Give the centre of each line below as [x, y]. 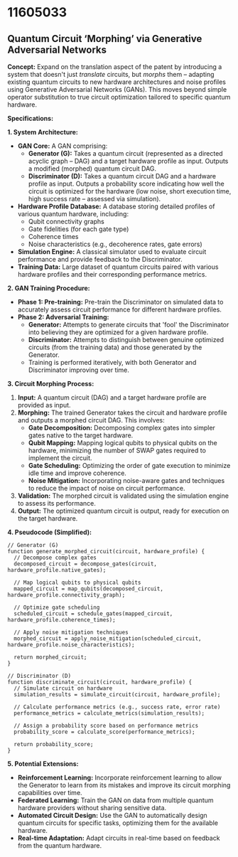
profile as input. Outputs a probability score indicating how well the [126, 183]
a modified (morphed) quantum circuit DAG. [92, 169]
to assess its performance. [56, 503]
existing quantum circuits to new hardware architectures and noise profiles [117, 82]
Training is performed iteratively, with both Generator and [112, 362]
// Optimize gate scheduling [57, 607]
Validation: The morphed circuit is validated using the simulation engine [123, 496]
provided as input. [44, 405]
